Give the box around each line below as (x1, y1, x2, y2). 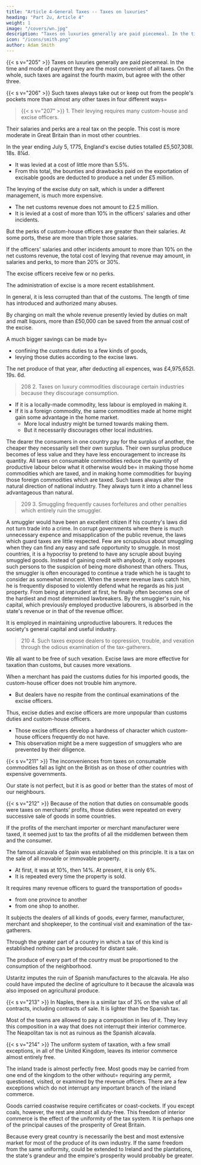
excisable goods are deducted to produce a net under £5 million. (14, 174, 175, 181)
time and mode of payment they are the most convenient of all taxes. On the (6, 65, 194, 72)
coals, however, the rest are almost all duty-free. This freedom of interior (6, 1108, 185, 1115)
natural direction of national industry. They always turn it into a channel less (6, 483, 193, 490)
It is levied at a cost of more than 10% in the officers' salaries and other (14, 210, 191, 217)
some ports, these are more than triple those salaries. (6, 234, 138, 241)
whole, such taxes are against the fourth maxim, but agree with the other (6, 71, 185, 78)
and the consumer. (6, 836, 53, 844)
